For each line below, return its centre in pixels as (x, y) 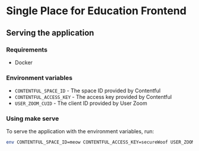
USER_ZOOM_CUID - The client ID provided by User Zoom (81, 103)
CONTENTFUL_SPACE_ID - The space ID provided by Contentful (88, 91)
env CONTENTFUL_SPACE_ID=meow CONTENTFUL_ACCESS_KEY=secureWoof (87, 142)
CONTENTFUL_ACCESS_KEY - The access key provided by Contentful (93, 97)
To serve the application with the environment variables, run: (80, 131)
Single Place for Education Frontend (96, 11)
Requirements (27, 50)
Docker (24, 62)
